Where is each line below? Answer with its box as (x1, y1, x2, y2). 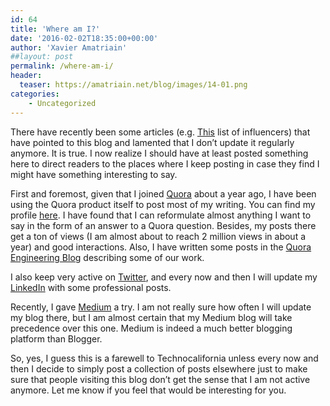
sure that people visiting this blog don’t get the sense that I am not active (10, 373, 311, 385)
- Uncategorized (28, 98, 97, 108)
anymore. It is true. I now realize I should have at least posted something (10, 147, 309, 159)
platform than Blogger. (10, 332, 103, 345)
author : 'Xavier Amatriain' (10, 42, 128, 53)
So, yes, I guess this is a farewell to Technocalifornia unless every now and (10, 352, 319, 364)
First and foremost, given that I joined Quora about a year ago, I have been (10, 187, 317, 200)
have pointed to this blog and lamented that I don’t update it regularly (10, 136, 295, 148)
